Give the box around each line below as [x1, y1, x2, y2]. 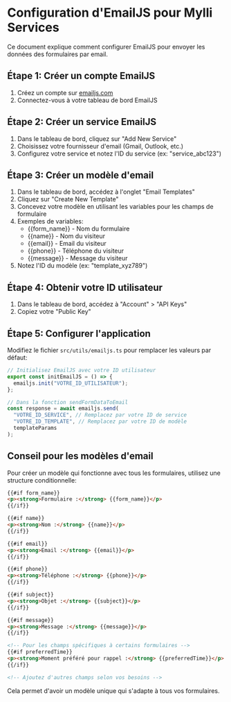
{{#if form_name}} [7, 490, 60, 496]
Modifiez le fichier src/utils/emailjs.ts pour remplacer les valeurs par [7, 346, 212, 354]
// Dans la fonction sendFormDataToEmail [7, 399, 129, 406]
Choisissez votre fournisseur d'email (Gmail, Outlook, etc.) [17, 142, 184, 150]
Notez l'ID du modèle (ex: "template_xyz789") [17, 262, 148, 270]
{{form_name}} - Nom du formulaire [27, 224, 130, 233]
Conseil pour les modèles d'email [7, 450, 154, 462]
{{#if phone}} [7, 566, 48, 573]
